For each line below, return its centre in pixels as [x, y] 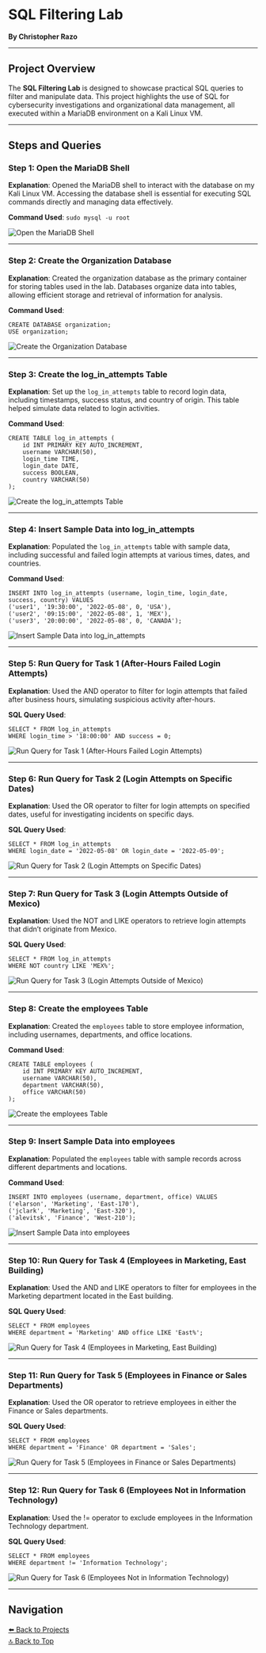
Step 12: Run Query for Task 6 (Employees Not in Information [127, 1491]
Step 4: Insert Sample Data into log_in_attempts [102, 529]
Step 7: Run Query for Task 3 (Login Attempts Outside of [118, 893]
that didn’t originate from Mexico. [63, 929]
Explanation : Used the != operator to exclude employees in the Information [131, 1518]
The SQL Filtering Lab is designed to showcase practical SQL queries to [126, 88]
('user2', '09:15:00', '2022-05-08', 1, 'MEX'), [90, 614]
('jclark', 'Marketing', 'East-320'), [72, 1211]
